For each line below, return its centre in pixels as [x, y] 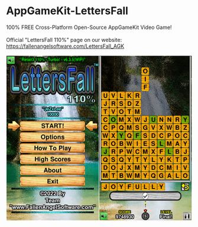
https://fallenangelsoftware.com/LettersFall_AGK [65, 46]
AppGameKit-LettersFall [67, 11]
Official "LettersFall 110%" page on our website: [64, 40]
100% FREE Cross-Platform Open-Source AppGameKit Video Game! [89, 27]
